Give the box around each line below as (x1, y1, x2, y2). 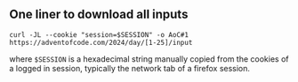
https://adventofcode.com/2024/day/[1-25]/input (9, 38, 193, 47)
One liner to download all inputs (9, 7, 189, 22)
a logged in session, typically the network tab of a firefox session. (9, 63, 251, 73)
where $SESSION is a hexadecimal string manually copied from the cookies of (9, 53, 289, 64)
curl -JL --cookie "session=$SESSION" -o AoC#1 (9, 30, 189, 39)
